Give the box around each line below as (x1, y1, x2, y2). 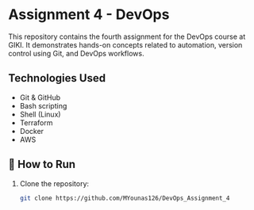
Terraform (19, 117, 53, 128)
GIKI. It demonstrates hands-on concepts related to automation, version (8, 40, 243, 49)
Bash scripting (19, 101, 67, 110)
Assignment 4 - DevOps (8, 6, 170, 24)
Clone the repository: (19, 178, 90, 188)
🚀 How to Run (8, 158, 76, 171)
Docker (19, 126, 44, 136)
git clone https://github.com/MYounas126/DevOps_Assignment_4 (19, 194, 230, 202)
